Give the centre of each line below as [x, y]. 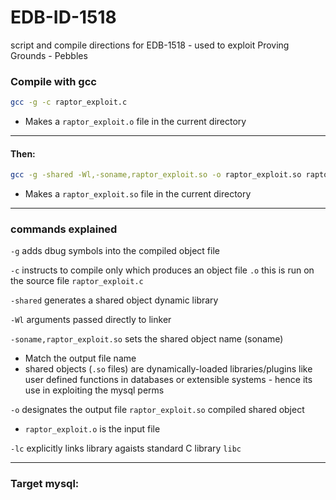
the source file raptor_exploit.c [77, 281]
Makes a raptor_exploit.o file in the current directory [135, 122]
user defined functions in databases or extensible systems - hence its [168, 380]
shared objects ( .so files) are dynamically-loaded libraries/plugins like [168, 369]
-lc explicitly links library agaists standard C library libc [126, 448]
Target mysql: [45, 484]
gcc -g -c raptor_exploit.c [69, 102]
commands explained [64, 229]
